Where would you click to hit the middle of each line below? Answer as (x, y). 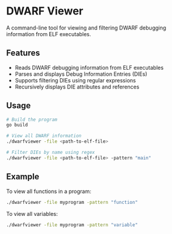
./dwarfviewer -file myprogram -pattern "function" (72, 202)
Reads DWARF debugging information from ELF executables (89, 67)
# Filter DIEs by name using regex (51, 152)
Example (23, 177)
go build (17, 125)
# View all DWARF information (44, 136)
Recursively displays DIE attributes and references (77, 87)
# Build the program (32, 119)
